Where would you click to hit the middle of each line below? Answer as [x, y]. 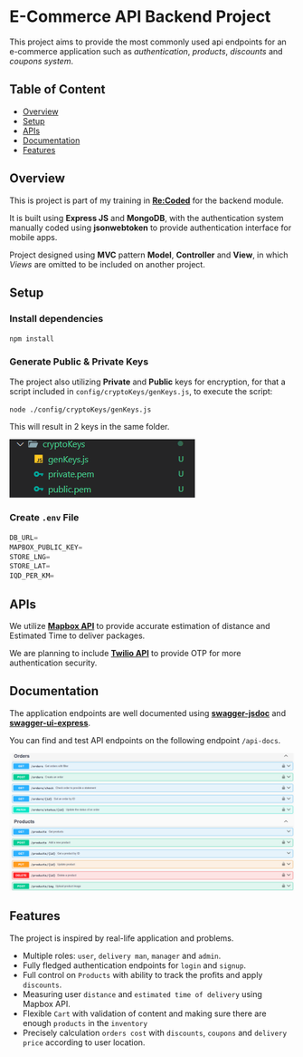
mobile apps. [33, 237]
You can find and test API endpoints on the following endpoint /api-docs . [145, 740]
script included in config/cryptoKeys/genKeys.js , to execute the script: [141, 391]
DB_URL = [24, 538]
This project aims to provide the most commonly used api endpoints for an [148, 42]
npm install [32, 339]
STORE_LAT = [30, 567]
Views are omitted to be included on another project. [107, 264]
